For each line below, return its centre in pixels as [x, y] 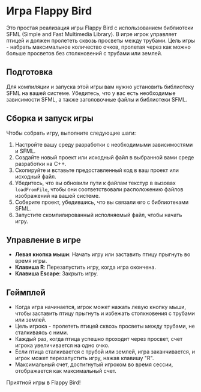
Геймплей [26, 292]
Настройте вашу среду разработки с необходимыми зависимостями [104, 144]
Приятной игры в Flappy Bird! [43, 382]
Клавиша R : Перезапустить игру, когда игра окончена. [85, 267]
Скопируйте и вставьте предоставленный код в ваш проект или [97, 170]
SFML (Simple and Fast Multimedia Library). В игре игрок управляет [91, 34]
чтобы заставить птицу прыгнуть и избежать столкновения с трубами [105, 313]
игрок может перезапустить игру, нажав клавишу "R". [84, 358]
